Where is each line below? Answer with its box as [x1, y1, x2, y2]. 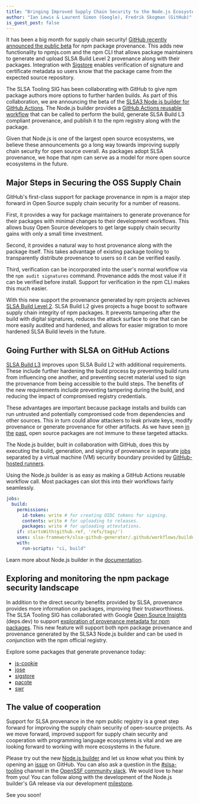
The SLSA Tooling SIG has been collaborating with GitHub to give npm [6, 86, 178, 93]
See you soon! [6, 792, 41, 799]
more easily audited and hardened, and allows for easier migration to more [6, 322, 188, 329]
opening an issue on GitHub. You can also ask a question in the [6, 761, 160, 768]
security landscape [6, 583, 79, 593]
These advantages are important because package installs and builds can [6, 404, 187, 411]
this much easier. [6, 285, 48, 292]
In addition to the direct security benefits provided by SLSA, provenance [6, 599, 182, 606]
